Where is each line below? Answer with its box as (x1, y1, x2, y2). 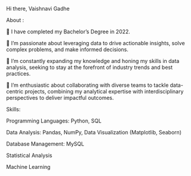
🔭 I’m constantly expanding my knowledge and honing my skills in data (6, 58, 180, 64)
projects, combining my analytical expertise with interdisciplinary (24, 88, 184, 95)
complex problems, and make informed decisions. (6, 46, 129, 53)
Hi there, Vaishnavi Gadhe (6, 5, 70, 12)
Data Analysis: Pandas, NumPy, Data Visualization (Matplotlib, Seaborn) (6, 129, 182, 136)
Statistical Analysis (6, 152, 52, 159)
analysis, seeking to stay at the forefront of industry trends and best (6, 64, 173, 71)
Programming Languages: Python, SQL (6, 117, 102, 124)
